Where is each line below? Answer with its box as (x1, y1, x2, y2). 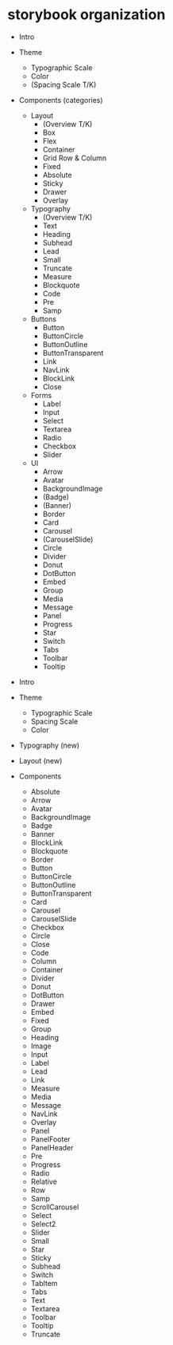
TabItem (30, 1278, 58, 1288)
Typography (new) (18, 740, 80, 750)
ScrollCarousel (30, 1202, 79, 1212)
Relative (30, 1177, 57, 1186)
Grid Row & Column (42, 153, 107, 163)
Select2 (30, 1219, 56, 1229)
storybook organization (7, 6, 166, 24)
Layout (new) (18, 755, 63, 765)
